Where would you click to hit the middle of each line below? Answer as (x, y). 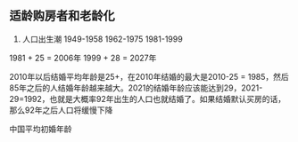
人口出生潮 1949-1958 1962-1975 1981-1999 (102, 39)
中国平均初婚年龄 (41, 129)
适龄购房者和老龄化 (62, 16)
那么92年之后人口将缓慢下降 (61, 110)
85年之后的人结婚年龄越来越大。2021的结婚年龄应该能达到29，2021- (136, 88)
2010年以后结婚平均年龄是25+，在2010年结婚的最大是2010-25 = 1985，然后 (149, 76)
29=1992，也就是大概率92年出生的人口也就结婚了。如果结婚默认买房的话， (148, 99)
